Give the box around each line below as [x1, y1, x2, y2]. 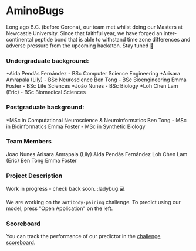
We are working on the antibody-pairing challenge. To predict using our [6, 199, 181, 206]
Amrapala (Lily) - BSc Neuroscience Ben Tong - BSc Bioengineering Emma [6, 76, 187, 83]
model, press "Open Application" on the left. [6, 205, 113, 212]
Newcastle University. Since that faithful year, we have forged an [6, 29, 163, 36]
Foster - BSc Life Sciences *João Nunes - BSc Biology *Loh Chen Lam [6, 82, 178, 90]
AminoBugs [6, 4, 65, 18]
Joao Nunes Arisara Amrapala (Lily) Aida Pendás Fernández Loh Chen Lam [6, 150, 188, 157]
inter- [163, 29, 177, 36]
